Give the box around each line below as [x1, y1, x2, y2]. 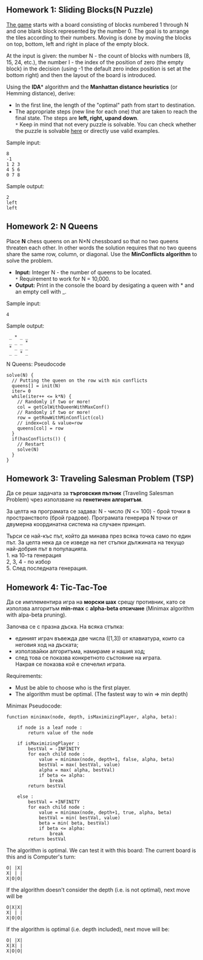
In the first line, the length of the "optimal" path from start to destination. [15, 101, 196, 109]
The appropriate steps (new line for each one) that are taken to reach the [15, 107, 198, 115]
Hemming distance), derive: [6, 89, 76, 96]
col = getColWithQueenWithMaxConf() [17, 404, 110, 410]
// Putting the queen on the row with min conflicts [12, 377, 148, 384]
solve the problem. [6, 257, 53, 264]
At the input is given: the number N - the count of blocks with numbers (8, [6, 52, 191, 59]
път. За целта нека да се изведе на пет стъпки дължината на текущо [6, 539, 185, 546]
